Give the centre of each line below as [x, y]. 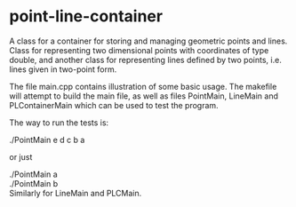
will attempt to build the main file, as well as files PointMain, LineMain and [144, 96]
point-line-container [86, 16]
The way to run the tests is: [59, 123]
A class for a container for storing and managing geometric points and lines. [148, 41]
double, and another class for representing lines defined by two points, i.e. [145, 60]
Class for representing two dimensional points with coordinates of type [139, 50]
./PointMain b [34, 183]
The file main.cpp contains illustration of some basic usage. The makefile [143, 86]
